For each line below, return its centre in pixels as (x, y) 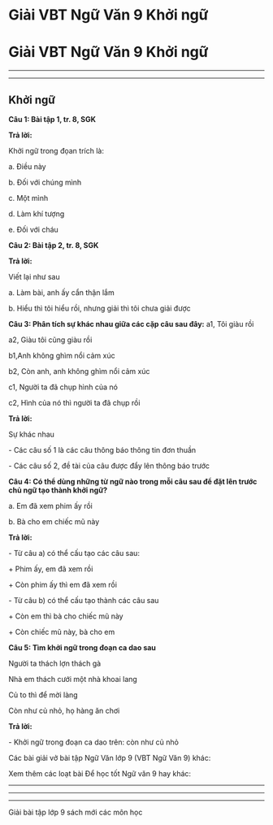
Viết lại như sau (35, 276)
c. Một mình (28, 198)
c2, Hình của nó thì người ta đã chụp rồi (74, 402)
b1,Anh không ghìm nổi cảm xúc (62, 355)
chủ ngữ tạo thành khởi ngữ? (58, 490)
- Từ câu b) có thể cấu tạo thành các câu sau (84, 600)
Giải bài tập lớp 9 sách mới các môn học (76, 812)
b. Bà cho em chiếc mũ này (54, 521)
